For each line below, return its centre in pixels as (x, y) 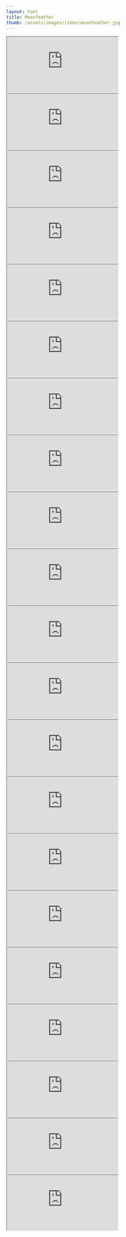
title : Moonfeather (30, 17)
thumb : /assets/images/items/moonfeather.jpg (63, 22)
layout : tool (22, 12)
